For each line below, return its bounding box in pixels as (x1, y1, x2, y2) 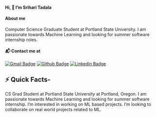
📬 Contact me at (5, 48, 40, 54)
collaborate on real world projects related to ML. (5, 106, 102, 112)
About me (5, 16, 26, 21)
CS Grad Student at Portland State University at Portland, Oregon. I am (5, 91, 147, 97)
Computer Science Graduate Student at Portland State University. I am (5, 26, 146, 32)
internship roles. (5, 37, 38, 42)
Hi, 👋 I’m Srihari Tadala (5, 4, 52, 10)
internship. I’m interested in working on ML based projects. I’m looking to (5, 101, 151, 107)
